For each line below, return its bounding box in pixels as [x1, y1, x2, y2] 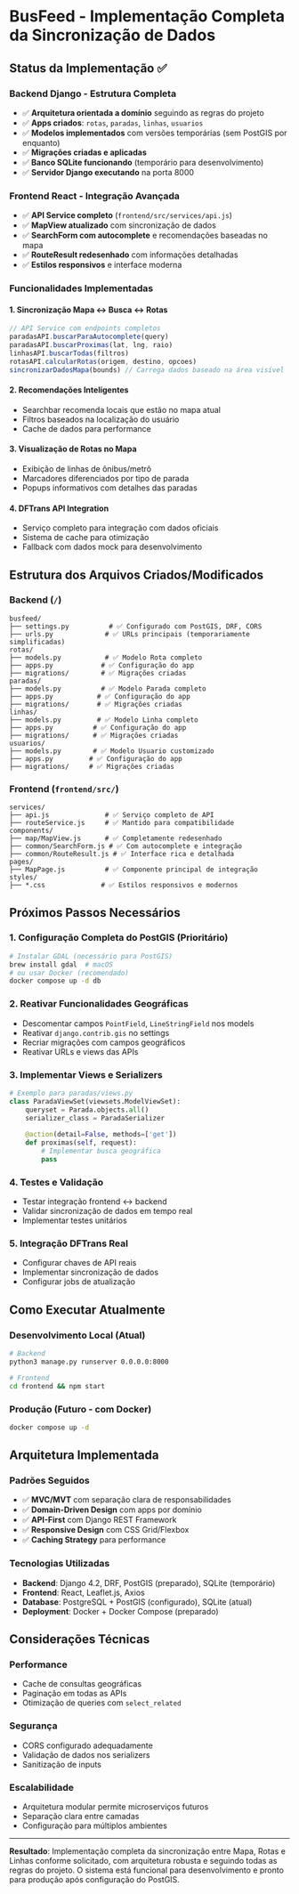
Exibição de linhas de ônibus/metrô [21, 463, 152, 473]
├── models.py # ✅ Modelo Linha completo [9, 715, 198, 724]
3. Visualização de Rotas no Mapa [9, 443, 137, 455]
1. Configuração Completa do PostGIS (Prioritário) [9, 932, 229, 944]
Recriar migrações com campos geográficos [21, 1037, 186, 1048]
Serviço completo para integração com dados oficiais [21, 522, 219, 533]
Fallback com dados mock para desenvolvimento [21, 541, 203, 553]
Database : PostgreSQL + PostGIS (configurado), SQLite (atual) [21, 1596, 253, 1607]
